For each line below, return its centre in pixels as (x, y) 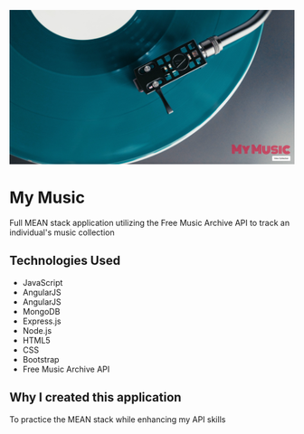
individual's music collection (62, 232)
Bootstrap (41, 359)
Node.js (37, 330)
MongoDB (41, 311)
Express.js (42, 321)
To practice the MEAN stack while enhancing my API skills (118, 419)
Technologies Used (65, 261)
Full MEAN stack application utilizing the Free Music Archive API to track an (150, 223)
